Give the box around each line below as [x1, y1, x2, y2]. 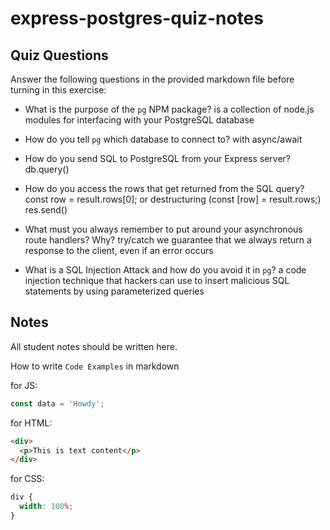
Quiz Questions [10, 47, 109, 64]
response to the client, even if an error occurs [24, 245, 214, 256]
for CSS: [10, 473, 45, 485]
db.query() [24, 163, 70, 175]
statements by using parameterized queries [24, 285, 205, 297]
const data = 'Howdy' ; [10, 398, 105, 409]
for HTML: [10, 417, 53, 429]
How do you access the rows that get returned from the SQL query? [24, 183, 305, 194]
